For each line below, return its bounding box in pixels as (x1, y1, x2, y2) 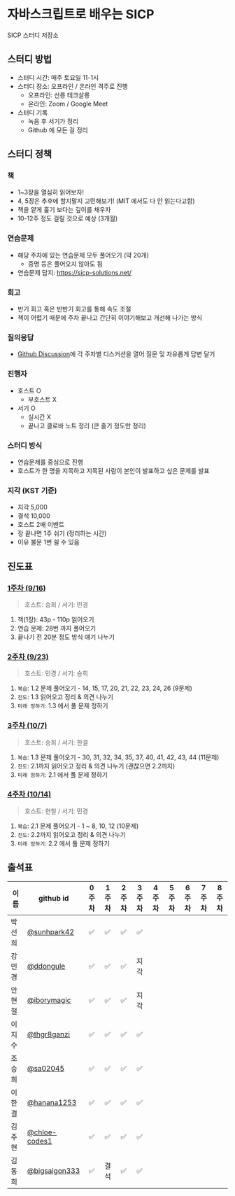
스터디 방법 (7, 53, 52, 65)
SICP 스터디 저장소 (7, 31, 59, 39)
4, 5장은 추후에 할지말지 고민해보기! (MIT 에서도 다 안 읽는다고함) (17, 197, 195, 205)
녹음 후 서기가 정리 (27, 117, 79, 125)
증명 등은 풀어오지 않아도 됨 (27, 260, 103, 268)
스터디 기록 (17, 108, 48, 116)
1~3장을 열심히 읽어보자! (17, 188, 85, 197)
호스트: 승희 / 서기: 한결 (24, 738, 89, 746)
